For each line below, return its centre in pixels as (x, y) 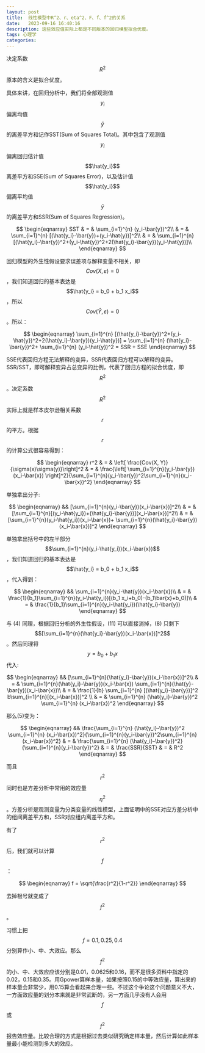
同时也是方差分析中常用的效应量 (46, 788)
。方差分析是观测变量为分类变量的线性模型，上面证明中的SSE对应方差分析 (100, 809)
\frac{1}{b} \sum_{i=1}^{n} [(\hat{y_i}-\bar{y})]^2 (138, 690)
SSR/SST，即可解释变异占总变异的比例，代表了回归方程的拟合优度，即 (95, 367)
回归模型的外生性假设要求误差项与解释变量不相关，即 (73, 261)
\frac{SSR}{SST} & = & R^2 (149, 748)
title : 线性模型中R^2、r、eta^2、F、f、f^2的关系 (66, 18)
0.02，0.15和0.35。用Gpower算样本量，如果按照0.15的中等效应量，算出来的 (101, 979)
